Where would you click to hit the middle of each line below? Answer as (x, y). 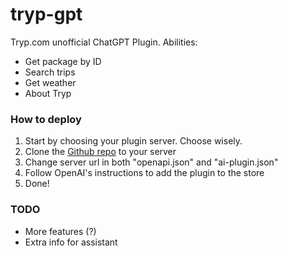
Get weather (50, 82)
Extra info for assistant (71, 242)
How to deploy (46, 119)
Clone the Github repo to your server (100, 152)
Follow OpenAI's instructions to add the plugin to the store (144, 173)
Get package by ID (63, 61)
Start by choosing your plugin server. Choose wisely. (133, 141)
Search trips (50, 72)
